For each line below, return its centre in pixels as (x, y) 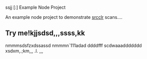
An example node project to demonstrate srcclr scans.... (64, 17)
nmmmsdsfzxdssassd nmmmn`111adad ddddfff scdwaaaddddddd (73, 45)
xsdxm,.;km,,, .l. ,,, (24, 51)
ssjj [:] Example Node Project (35, 7)
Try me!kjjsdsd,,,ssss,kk (45, 33)
